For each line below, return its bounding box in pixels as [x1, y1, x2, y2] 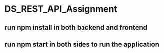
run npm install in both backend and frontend [4, 23, 148, 32]
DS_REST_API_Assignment [4, 3, 118, 15]
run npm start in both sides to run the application [4, 40, 160, 48]
